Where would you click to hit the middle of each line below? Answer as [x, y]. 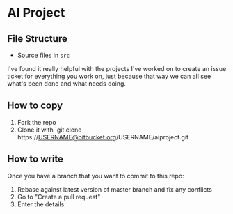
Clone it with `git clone [49, 130]
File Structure [37, 39]
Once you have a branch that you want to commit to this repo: [96, 176]
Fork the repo [37, 122]
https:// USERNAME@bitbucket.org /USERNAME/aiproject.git [103, 137]
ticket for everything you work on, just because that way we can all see [109, 76]
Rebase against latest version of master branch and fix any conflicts [114, 189]
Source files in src [43, 55]
